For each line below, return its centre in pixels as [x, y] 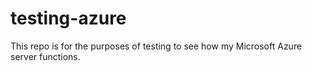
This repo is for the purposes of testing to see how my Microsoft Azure [156, 46]
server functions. [45, 56]
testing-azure [68, 18]
